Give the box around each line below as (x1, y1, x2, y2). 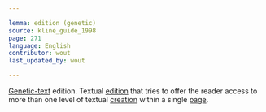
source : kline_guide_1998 (8, 26, 96, 35)
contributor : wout (8, 50, 71, 58)
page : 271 (8, 34, 42, 42)
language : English (8, 41, 71, 50)
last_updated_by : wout (8, 57, 85, 65)
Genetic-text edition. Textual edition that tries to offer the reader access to (8, 86, 258, 96)
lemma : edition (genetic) (8, 19, 96, 27)
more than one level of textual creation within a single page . (8, 95, 209, 104)
